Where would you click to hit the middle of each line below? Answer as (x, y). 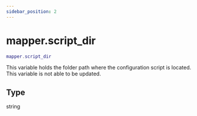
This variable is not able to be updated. (54, 74)
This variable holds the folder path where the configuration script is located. (98, 68)
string (13, 107)
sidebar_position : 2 (32, 11)
